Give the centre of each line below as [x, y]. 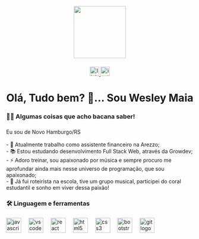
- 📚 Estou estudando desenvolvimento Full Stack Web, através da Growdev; [99, 151]
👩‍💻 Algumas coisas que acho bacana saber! [71, 117]
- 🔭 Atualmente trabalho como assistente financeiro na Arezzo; [83, 144]
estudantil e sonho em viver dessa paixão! [58, 187]
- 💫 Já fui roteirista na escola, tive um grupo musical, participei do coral [94, 181]
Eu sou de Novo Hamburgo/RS [44, 132]
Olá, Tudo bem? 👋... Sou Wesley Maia [100, 98]
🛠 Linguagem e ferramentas [48, 203]
